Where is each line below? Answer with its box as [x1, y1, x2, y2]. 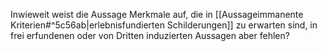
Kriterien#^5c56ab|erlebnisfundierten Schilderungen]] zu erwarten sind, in [10, 19, 318, 31]
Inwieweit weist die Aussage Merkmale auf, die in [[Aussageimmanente [10, 9, 304, 20]
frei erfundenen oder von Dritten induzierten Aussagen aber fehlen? [10, 30, 290, 41]
